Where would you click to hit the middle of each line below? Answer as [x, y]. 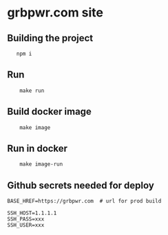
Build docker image [49, 112]
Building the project [50, 38]
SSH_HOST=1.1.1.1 [32, 213]
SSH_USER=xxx [26, 225]
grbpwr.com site [55, 13]
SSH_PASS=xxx [26, 219]
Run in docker [37, 149]
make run [32, 91]
